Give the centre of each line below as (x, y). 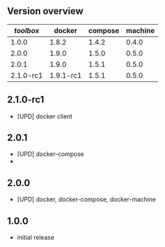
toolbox (27, 30)
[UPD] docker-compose (50, 154)
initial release (35, 237)
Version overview (45, 11)
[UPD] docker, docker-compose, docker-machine (86, 199)
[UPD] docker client (45, 116)
